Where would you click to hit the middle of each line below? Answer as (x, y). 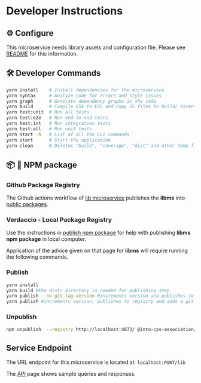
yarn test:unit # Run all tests (48, 112)
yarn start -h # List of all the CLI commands (68, 134)
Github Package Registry (43, 185)
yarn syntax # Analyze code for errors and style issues (84, 96)
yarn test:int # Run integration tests (59, 124)
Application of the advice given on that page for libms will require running (97, 251)
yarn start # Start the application (59, 140)
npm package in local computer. (46, 239)
